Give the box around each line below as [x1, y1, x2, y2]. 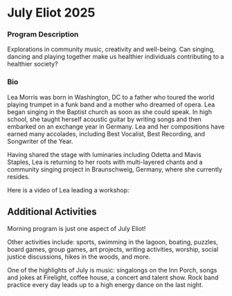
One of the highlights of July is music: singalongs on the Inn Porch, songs [7, 266, 217, 274]
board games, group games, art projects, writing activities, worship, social [7, 245, 219, 253]
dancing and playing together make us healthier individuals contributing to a [7, 53, 224, 61]
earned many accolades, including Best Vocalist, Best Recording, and [7, 129, 206, 138]
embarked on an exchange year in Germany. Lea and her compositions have [7, 122, 225, 131]
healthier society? [7, 60, 58, 68]
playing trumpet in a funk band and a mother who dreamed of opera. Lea [7, 100, 215, 109]
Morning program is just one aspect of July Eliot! [7, 224, 146, 232]
